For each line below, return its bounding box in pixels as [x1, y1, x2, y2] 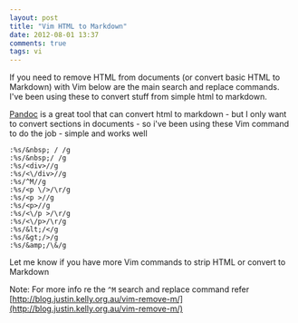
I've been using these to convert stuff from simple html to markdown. [9, 92, 267, 103]
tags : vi [9, 47, 43, 56]
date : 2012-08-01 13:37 [9, 30, 100, 39]
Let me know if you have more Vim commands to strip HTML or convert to [9, 257, 286, 268]
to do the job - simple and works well [9, 128, 148, 139]
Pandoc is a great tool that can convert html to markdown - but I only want [9, 109, 287, 120]
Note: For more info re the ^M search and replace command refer [9, 284, 250, 295]
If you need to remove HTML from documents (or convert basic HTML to [9, 72, 281, 83]
